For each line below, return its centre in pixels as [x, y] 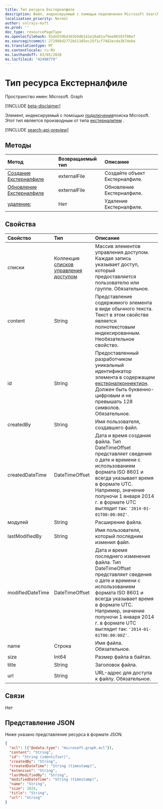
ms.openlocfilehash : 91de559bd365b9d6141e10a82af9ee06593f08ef [70, 37]
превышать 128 [114, 401]
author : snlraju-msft [27, 23]
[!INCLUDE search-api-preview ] [37, 130]
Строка [63, 646]
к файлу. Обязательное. [123, 678]
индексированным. [118, 333]
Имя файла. [109, 643]
